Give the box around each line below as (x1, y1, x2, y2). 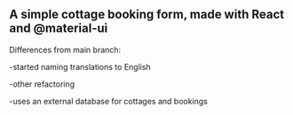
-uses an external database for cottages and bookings (9, 96, 209, 106)
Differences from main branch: (9, 44, 122, 55)
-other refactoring (9, 79, 75, 89)
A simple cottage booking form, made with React (9, 7, 285, 22)
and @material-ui (9, 21, 108, 36)
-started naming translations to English (9, 61, 151, 72)
